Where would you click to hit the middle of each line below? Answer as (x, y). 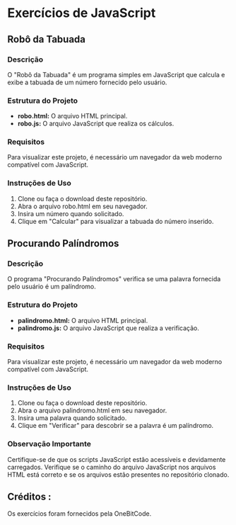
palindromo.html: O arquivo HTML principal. (83, 320)
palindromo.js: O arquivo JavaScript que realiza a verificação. (108, 328)
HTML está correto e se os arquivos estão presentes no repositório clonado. (118, 474)
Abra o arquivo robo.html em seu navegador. (83, 206)
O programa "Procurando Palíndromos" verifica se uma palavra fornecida (114, 279)
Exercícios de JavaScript (82, 13)
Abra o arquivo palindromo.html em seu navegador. (92, 411)
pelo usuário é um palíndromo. (52, 287)
